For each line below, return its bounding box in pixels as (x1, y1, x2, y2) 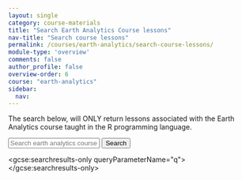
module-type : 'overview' (8, 48, 90, 56)
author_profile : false (8, 63, 83, 71)
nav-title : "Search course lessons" (8, 33, 129, 42)
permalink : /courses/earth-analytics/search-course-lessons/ (8, 41, 214, 49)
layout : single (8, 11, 59, 20)
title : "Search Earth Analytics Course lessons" (8, 26, 172, 34)
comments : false (8, 56, 62, 64)
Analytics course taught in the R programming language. (8, 122, 192, 132)
